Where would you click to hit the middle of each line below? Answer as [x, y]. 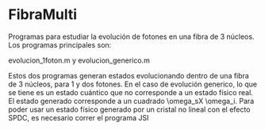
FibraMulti [43, 15]
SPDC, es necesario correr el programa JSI [79, 117]
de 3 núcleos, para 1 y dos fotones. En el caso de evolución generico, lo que [133, 84]
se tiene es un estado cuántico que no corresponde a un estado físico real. [131, 92]
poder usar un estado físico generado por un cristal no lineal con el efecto [129, 109]
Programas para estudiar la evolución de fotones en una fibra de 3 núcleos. [131, 36]
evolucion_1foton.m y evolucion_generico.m [79, 60]
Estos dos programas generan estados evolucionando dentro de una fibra [129, 75]
